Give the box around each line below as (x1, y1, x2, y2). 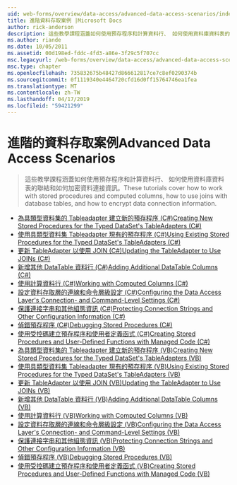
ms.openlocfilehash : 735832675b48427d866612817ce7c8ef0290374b (7, 69, 197, 76)
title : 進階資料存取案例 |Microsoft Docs (7, 17, 122, 24)
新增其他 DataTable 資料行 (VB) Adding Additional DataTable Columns (17, 395, 218, 403)
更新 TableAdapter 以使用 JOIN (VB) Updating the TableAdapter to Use (17, 378, 221, 387)
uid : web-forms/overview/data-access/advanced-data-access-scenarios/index (7, 10, 235, 18)
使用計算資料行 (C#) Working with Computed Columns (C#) (17, 279, 188, 287)
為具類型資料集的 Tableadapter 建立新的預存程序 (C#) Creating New (17, 214, 213, 222)
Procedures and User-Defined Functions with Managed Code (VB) (17, 469, 210, 478)
